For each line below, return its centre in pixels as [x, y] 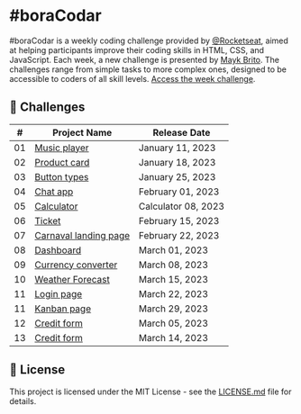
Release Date [182, 132]
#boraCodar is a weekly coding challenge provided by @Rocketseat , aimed [149, 40]
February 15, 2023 [179, 220]
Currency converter [76, 265]
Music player [62, 148]
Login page [59, 293]
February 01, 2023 [179, 192]
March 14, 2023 [173, 337]
